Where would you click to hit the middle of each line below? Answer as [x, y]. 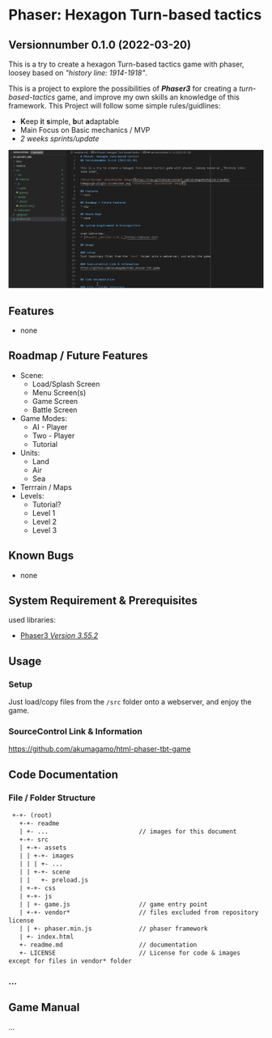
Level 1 [44, 513]
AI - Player [50, 427]
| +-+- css [38, 888]
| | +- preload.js [54, 880]
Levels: [32, 496]
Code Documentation [64, 774]
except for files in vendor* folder [70, 961]
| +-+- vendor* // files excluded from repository [139, 913]
